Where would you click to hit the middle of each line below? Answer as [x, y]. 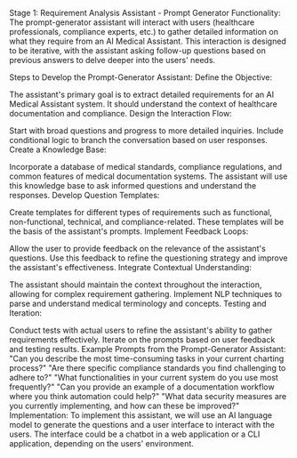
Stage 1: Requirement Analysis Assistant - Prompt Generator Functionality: [145, 13]
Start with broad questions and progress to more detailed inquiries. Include [147, 131]
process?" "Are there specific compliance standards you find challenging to [148, 368]
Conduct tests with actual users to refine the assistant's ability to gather [141, 330]
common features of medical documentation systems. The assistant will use [148, 176]
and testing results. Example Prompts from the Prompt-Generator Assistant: [148, 349]
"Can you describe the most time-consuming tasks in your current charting [147, 358]
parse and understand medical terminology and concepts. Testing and [138, 303]
